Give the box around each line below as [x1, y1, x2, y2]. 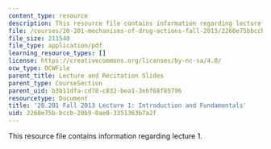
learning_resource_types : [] [8, 49, 106, 57]
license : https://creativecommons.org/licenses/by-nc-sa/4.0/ [8, 57, 222, 65]
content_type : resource [8, 11, 89, 20]
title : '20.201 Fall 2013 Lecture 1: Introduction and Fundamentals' [8, 101, 248, 110]
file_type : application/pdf [8, 42, 103, 50]
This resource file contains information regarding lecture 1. [8, 131, 203, 141]
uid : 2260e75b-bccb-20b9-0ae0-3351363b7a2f [8, 110, 157, 118]
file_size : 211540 [8, 34, 70, 43]
